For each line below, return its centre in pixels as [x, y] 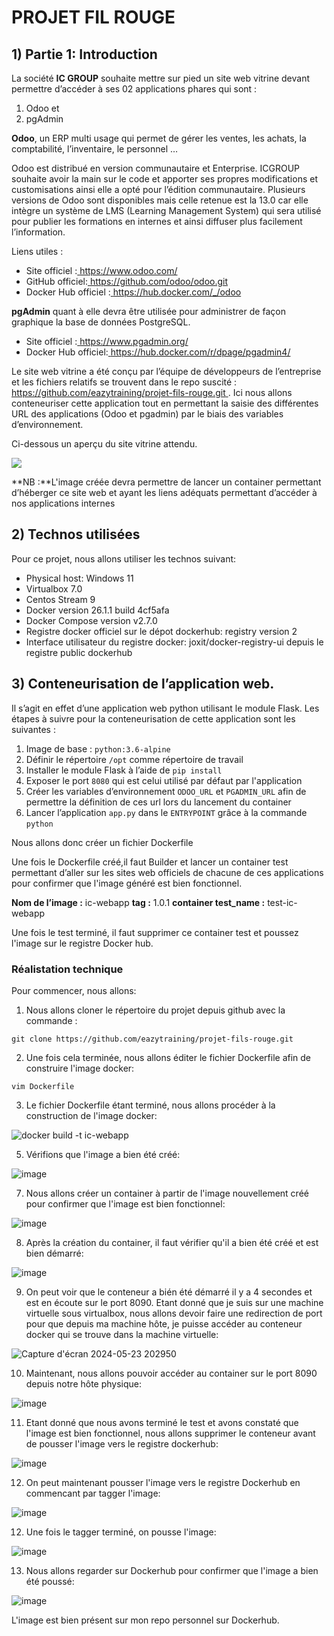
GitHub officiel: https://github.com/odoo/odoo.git [127, 281]
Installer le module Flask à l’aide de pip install [124, 770]
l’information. [38, 232]
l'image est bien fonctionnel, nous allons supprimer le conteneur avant [170, 1433]
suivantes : [33, 729]
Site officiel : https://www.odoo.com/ [101, 270]
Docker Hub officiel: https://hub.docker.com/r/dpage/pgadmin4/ [158, 352]
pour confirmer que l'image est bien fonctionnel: [125, 1203]
